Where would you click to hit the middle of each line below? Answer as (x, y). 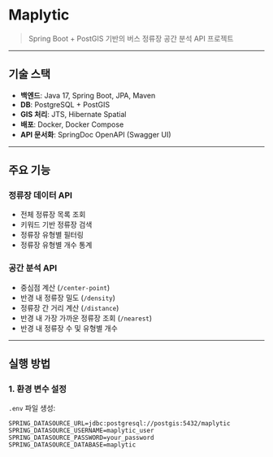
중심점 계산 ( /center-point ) (65, 287)
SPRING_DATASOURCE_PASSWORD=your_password (81, 438)
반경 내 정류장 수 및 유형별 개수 (69, 328)
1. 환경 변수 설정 (37, 390)
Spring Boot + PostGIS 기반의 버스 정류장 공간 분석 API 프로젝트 (131, 38)
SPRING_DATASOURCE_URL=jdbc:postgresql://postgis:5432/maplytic (119, 424)
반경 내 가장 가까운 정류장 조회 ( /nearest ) (86, 318)
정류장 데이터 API (41, 195)
